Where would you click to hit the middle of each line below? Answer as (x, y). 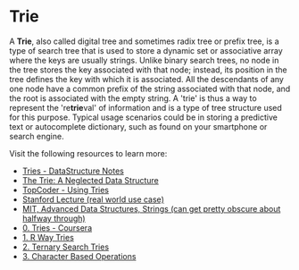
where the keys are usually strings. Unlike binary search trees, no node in (144, 60)
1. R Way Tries (48, 237)
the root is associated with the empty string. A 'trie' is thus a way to (133, 98)
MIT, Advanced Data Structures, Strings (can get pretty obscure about (151, 208)
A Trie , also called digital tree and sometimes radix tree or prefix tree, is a (144, 41)
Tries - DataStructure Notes (73, 171)
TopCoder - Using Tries (66, 190)
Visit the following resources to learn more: (88, 153)
